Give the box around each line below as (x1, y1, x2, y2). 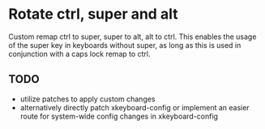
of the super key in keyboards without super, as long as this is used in (8, 40, 241, 49)
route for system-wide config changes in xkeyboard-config (19, 111, 219, 121)
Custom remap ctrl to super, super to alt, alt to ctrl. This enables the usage (8, 32, 257, 41)
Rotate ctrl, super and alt (8, 5, 178, 24)
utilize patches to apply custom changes (19, 94, 156, 104)
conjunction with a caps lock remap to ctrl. (8, 49, 152, 58)
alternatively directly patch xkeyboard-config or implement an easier (19, 102, 250, 112)
